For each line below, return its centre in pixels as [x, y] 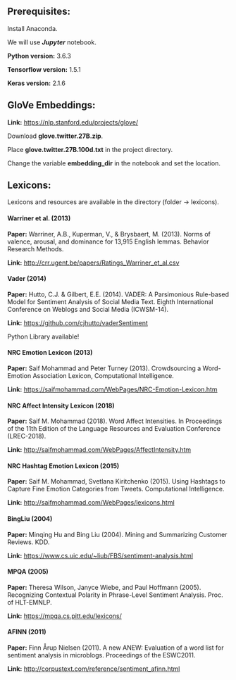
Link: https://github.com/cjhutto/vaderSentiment [77, 322]
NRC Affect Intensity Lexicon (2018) [61, 405]
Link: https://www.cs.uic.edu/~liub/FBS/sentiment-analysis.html [100, 555]
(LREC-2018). [27, 436]
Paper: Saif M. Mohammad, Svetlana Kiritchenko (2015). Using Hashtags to [116, 481]
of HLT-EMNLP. [30, 602]
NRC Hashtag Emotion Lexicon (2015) [63, 466]
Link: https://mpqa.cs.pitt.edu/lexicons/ [64, 616]
